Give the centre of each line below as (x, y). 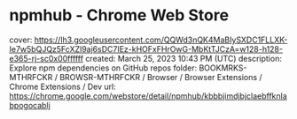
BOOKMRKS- (223, 68)
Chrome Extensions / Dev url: (63, 86)
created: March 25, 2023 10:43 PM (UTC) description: (184, 58)
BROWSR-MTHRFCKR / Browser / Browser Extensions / (161, 77)
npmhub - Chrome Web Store (119, 15)
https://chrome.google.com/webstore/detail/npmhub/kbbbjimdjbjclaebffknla (148, 96)
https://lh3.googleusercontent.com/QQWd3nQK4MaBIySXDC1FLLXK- (161, 40)
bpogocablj (30, 105)
